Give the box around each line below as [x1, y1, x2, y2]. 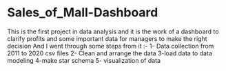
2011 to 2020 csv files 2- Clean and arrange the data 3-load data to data [7, 49, 212, 57]
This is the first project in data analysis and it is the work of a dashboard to [7, 27, 219, 35]
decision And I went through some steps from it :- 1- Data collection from [7, 42, 214, 50]
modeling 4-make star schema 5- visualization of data [7, 56, 161, 64]
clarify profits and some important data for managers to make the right [7, 34, 208, 42]
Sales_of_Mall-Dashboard [7, 5, 158, 20]
